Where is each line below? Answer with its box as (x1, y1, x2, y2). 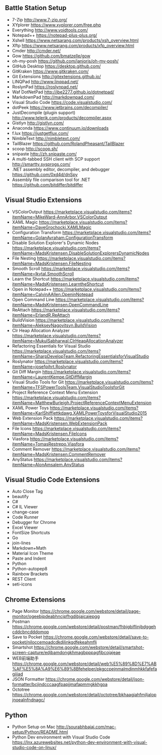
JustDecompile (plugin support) (12, 109, 76, 116)
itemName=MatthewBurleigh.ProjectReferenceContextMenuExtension (12, 400, 151, 405)
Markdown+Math (12, 545, 47, 551)
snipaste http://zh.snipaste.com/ (12, 151, 77, 157)
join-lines (12, 540, 31, 546)
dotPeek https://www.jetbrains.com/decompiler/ (12, 104, 108, 110)
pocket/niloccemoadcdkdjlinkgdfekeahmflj (12, 639, 97, 645)
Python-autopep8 (12, 566, 47, 572)
